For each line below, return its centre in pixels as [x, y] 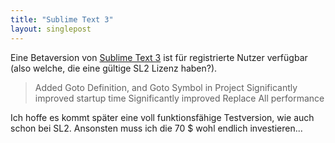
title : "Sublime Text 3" [62, 19]
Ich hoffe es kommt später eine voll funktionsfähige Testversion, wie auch [162, 117]
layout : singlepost [51, 29]
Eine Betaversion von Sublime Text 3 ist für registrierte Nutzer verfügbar [159, 57]
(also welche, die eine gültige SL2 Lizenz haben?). [114, 68]
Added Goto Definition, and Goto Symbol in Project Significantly [166, 87]
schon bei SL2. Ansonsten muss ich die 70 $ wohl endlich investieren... [156, 128]
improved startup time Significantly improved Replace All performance [179, 98]
